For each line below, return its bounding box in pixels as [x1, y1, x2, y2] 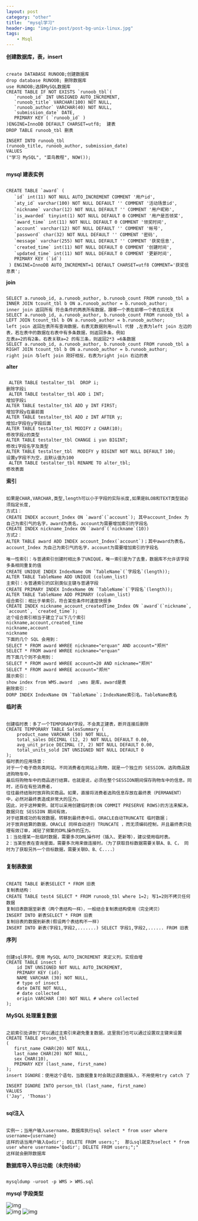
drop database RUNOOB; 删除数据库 [6, 78, 87, 83]
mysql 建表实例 [6, 171, 44, 178]
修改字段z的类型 [6, 432, 40, 438]
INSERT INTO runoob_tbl [6, 138, 65, 144]
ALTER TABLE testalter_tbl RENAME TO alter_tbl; [8, 460, 131, 466]
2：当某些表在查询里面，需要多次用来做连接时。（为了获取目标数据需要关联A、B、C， [6, 840, 182, 846]
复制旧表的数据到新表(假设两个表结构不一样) [6, 919, 100, 924]
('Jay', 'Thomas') [6, 1093, 51, 1099]
